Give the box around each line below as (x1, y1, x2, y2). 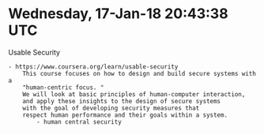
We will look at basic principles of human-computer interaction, (22, 90, 246, 99)
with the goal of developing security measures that (22, 104, 200, 112)
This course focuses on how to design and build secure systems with (22, 69, 257, 77)
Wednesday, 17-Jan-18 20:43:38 (8, 5, 228, 23)
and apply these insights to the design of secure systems (22, 97, 221, 105)
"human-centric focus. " (22, 84, 104, 91)
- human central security (36, 117, 123, 126)
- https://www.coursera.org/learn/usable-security (8, 62, 179, 71)
